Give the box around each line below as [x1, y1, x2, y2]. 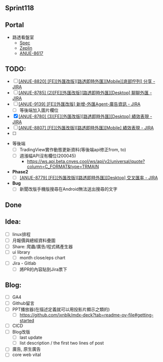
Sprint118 [5, 4, 34, 12]
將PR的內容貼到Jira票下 [19, 266, 68, 272]
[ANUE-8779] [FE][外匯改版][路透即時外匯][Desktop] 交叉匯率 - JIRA [19, 175, 158, 181]
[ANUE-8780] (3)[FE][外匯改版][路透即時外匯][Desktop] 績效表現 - [18, 113, 152, 120]
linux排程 [12, 231, 31, 237]
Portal [5, 21, 24, 29]
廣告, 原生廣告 [12, 346, 41, 352]
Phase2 [12, 169, 28, 175]
